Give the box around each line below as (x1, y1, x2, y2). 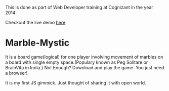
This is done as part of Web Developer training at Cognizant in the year (5, 5, 153, 10)
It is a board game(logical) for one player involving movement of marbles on (5, 54, 163, 60)
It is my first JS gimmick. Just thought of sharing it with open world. (5, 79, 146, 85)
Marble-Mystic (5, 37, 70, 49)
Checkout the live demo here (5, 20, 66, 25)
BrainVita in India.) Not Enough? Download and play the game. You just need (5, 64, 164, 70)
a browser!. (5, 70, 29, 76)
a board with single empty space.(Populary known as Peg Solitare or (5, 59, 148, 65)
